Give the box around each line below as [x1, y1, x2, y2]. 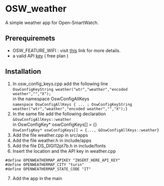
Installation [5, 67, 41, 76]
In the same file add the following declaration [12, 111, 106, 117]
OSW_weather [5, 3, 67, 15]
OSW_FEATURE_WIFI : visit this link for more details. [12, 47, 121, 53]
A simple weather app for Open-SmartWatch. [5, 20, 99, 26]
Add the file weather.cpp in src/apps [12, 132, 88, 138]
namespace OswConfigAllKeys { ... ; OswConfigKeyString [12, 102, 132, 107]
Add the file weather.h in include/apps [12, 137, 92, 143]
